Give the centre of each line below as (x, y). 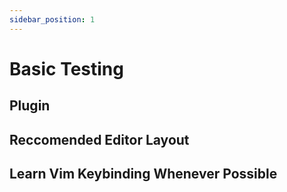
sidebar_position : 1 (52, 19)
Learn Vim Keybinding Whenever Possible (143, 173)
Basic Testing (66, 68)
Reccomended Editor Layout (99, 139)
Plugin (30, 106)
